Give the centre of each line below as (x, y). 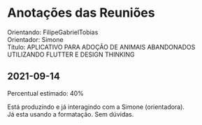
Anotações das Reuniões (81, 13)
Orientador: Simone (36, 39)
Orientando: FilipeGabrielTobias (53, 32)
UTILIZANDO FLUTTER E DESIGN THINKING (71, 54)
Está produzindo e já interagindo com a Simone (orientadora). (96, 107)
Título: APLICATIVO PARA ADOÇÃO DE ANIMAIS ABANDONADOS (101, 47)
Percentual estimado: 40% (45, 93)
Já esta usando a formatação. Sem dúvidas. (71, 114)
